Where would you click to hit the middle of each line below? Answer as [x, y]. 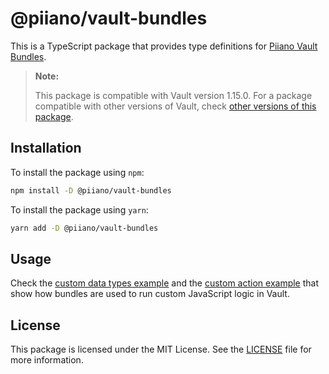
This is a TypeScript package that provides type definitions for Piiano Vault [164, 46]
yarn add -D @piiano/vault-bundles [84, 228]
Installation [46, 148]
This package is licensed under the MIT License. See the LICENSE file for [161, 349]
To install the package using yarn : [79, 209]
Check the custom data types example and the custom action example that [165, 283]
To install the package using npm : [77, 172]
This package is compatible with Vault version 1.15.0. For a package [173, 95]
